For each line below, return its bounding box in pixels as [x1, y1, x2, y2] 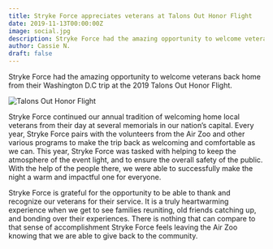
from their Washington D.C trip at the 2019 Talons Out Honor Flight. [8, 80, 233, 90]
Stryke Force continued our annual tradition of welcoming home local [8, 112, 240, 122]
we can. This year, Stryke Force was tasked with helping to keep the [8, 147, 237, 156]
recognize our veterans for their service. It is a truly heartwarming [8, 196, 229, 206]
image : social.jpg [8, 27, 71, 35]
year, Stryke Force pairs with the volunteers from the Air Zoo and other [8, 129, 245, 139]
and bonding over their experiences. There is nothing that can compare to [8, 214, 256, 223]
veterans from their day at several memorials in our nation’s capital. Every [8, 121, 254, 130]
